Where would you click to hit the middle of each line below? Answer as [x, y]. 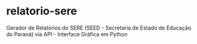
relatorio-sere [42, 11]
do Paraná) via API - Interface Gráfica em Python [67, 34]
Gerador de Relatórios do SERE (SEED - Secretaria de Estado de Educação [99, 28]
